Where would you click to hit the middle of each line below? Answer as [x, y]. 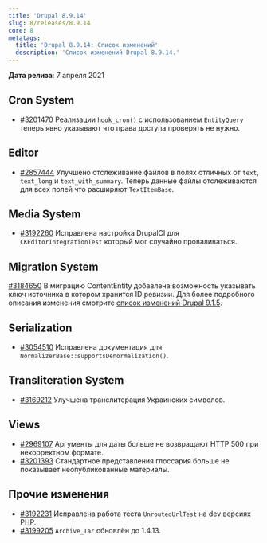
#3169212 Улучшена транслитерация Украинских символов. [122, 400]
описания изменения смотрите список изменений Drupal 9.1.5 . [115, 303]
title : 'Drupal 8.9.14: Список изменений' [87, 45]
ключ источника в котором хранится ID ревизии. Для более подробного [132, 295]
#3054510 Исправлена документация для [91, 347]
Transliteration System [66, 380]
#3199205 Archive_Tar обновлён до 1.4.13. [90, 530]
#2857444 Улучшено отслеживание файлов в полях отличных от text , [139, 172]
